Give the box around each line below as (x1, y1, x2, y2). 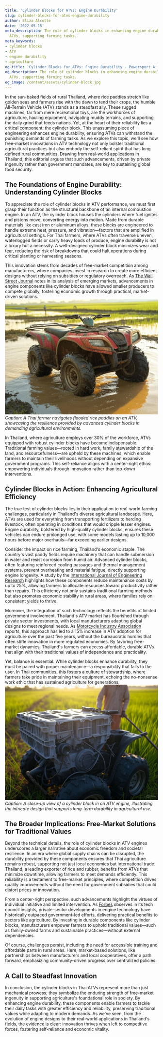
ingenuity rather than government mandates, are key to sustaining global (5, 161, 150, 167)
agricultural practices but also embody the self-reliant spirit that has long (5, 145, 151, 151)
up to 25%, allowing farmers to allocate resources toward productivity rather (5, 582, 158, 588)
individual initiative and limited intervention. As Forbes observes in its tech (5, 901, 153, 907)
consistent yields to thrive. (5, 598, 58, 604)
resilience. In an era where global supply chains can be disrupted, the (5, 851, 144, 857)
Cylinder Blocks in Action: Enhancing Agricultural (5, 485, 158, 494)
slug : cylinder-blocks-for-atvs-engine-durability (5, 13, 110, 18)
